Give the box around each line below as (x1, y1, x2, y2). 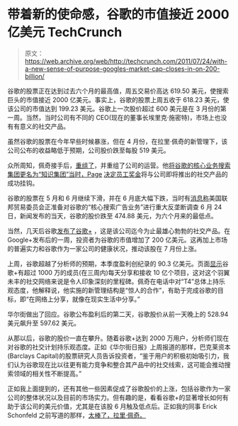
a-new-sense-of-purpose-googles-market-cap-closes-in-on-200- (24, 65, 220, 73)
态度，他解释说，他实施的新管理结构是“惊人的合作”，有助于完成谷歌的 (13, 286, 218, 294)
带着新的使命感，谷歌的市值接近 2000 (7, 6, 229, 23)
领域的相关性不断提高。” (13, 369, 82, 378)
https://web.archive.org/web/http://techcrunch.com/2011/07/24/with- (24, 57, 228, 65)
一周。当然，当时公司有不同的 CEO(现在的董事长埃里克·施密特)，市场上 (7, 113, 215, 121)
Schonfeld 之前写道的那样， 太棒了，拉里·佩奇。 (7, 410, 147, 419)
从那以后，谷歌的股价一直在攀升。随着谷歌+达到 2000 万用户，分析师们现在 (7, 334, 229, 342)
